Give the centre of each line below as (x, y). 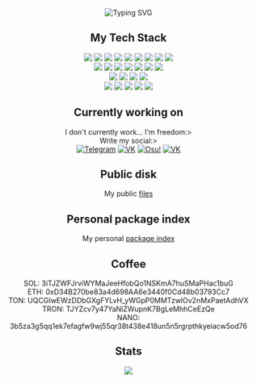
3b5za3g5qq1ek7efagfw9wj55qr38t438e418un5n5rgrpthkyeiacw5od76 (128, 327)
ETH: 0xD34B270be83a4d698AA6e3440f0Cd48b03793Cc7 (128, 292)
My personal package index (128, 239)
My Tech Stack (128, 38)
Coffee (128, 264)
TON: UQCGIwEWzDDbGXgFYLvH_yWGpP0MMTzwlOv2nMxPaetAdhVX (128, 301)
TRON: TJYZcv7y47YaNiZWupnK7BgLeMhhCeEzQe (128, 309)
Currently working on (128, 112)
